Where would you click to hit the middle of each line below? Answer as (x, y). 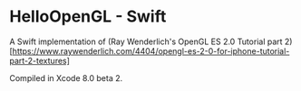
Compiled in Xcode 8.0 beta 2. (66, 77)
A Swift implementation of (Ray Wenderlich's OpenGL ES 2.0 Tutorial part (146, 41)
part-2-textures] (40, 60)
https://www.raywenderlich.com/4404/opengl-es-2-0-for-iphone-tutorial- (151, 50)
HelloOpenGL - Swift (88, 17)
